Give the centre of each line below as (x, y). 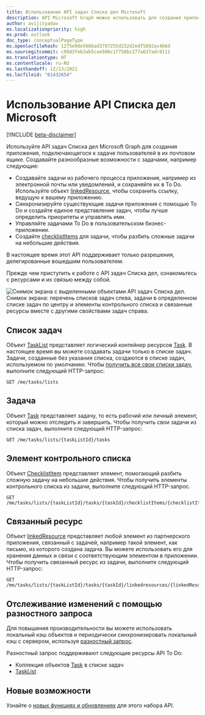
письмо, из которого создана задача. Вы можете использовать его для (100, 549)
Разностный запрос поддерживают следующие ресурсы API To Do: (95, 653)
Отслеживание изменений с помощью (85, 604)
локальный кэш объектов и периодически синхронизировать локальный (102, 635)
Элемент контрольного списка (69, 458)
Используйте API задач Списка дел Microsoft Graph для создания (92, 147)
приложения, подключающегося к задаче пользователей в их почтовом (101, 153)
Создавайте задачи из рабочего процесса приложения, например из (106, 178)
